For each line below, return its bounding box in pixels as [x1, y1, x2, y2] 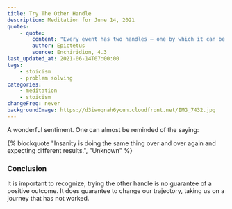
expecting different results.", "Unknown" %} [7, 146, 133, 154]
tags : [7, 62, 23, 69]
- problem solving [19, 74, 73, 82]
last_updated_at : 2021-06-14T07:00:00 [7, 55, 119, 62]
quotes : [7, 23, 30, 30]
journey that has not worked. [7, 194, 90, 203]
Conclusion [7, 163, 47, 173]
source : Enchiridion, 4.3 [32, 49, 108, 56]
